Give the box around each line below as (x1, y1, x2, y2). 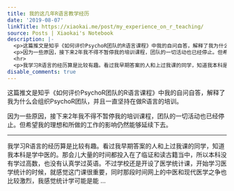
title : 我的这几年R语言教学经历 (7, 10, 90, 17)
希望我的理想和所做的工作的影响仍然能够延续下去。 (25, 120, 172, 128)
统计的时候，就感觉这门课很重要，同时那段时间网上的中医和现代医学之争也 (13, 167, 227, 176)
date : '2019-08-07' (7, 17, 64, 24)
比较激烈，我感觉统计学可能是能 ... (7, 176, 107, 185)
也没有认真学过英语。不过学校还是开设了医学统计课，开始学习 (43, 159, 221, 167)
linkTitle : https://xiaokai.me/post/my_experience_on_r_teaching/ (7, 23, 204, 30)
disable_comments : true (7, 68, 77, 75)
